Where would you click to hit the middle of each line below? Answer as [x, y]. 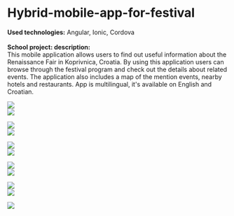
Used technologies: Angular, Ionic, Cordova [71, 32]
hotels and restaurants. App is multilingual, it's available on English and [110, 84]
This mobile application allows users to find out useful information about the [117, 55]
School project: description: [49, 47]
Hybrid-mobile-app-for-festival [101, 13]
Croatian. [20, 92]
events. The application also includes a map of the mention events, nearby [115, 77]
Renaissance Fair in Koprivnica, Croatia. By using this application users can [116, 62]
